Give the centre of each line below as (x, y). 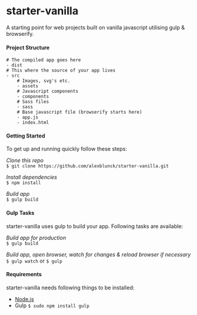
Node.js (24, 299)
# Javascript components (48, 91)
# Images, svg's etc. (43, 81)
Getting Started (26, 136)
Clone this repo (25, 160)
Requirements (24, 275)
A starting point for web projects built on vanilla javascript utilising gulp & (96, 27)
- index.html (33, 123)
